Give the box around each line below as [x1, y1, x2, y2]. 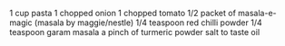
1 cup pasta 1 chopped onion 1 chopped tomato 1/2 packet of [9, 8, 236, 18]
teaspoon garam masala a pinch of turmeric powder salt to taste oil [9, 27, 260, 37]
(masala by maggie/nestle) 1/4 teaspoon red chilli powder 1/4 [34, 17, 262, 28]
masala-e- [237, 8, 277, 18]
